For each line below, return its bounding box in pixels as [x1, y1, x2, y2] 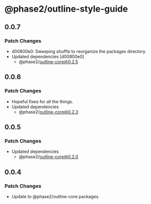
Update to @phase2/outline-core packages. [11, 193, 100, 199]
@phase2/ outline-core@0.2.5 [18, 58, 79, 64]
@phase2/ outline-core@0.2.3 [18, 109, 79, 115]
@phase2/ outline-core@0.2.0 [18, 154, 79, 160]
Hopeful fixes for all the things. [11, 98, 73, 104]
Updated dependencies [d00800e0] [11, 54, 84, 59]
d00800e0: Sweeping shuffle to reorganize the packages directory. [11, 48, 147, 54]
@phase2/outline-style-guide [4, 3, 128, 15]
